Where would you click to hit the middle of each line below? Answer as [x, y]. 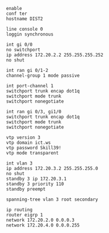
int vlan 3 [19, 163]
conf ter [17, 14]
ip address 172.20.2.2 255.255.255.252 [55, 55]
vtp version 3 [23, 137]
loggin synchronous [30, 34]
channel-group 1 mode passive [43, 76]
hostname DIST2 [25, 19]
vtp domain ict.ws [28, 143]
